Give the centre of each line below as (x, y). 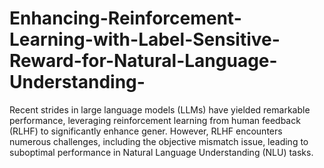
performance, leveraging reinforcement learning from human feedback (155, 120)
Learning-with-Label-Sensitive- (145, 39)
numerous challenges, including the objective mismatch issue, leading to (159, 141)
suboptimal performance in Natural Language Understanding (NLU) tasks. (161, 152)
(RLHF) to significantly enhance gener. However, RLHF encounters (146, 131)
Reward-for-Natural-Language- (143, 61)
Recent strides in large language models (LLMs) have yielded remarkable (160, 109)
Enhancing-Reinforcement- (125, 18)
